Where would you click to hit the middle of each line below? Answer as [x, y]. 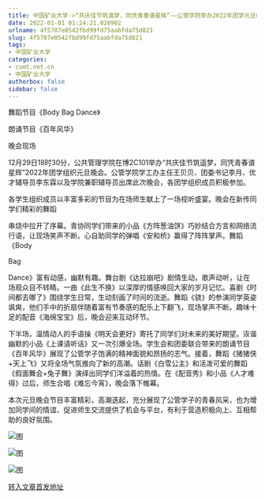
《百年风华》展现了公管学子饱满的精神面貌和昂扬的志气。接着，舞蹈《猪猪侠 [132, 354]
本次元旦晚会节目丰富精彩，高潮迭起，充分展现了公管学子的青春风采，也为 [129, 400]
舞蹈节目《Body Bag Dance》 [54, 112]
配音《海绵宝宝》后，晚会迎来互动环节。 [88, 317]
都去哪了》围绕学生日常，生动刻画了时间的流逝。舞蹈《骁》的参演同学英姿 [136, 298]
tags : [17, 45]
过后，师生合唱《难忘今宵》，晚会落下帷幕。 [93, 383]
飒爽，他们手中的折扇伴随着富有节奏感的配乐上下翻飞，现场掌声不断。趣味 [129, 307]
